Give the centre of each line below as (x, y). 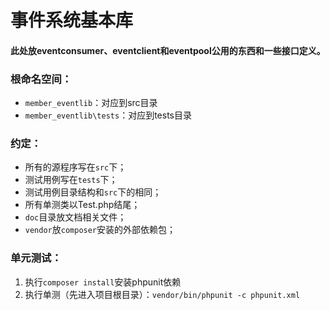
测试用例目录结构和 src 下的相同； (93, 192)
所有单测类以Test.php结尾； (82, 205)
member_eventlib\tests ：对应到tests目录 (108, 115)
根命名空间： (41, 79)
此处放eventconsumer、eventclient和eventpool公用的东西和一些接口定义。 (168, 50)
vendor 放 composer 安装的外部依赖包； (100, 230)
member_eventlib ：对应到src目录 (91, 103)
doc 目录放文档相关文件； (75, 217)
